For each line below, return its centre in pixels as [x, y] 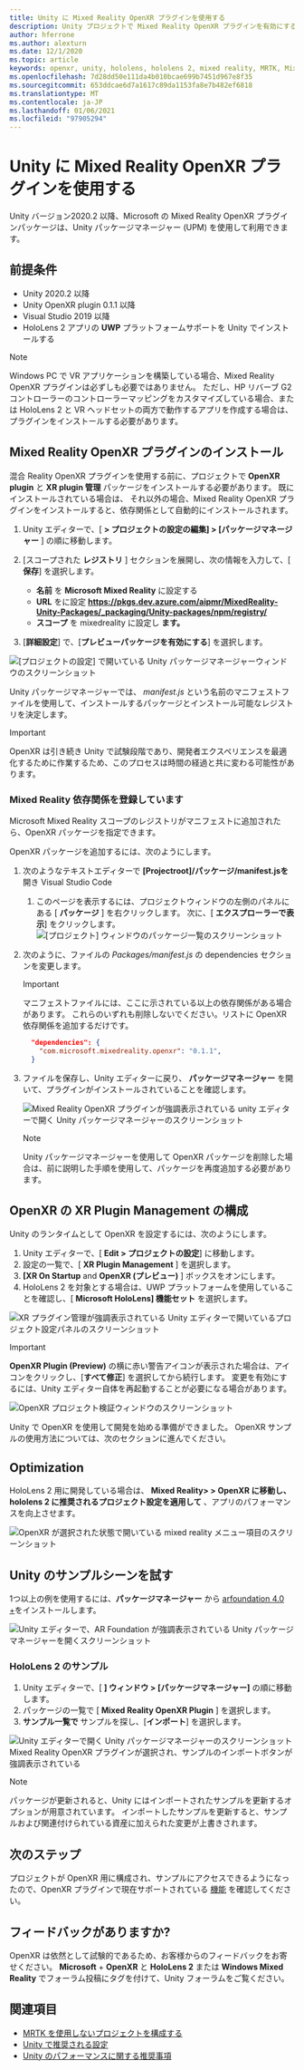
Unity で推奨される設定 [65, 2044]
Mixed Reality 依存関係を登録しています [96, 799]
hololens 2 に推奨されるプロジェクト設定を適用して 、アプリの [127, 1502]
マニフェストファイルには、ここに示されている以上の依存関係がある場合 [157, 1002]
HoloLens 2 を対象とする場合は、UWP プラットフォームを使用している [154, 1287]
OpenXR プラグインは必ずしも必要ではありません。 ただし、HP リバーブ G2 [151, 387]
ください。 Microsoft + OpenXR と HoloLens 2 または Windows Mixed [150, 1967]
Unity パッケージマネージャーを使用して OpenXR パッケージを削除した [153, 1156]
